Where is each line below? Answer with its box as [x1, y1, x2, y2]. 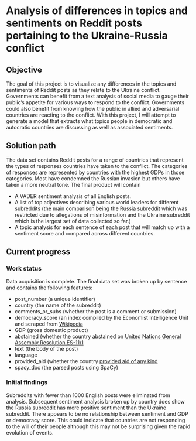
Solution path [6, 141, 57, 151]
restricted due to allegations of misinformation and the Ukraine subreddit [14, 211, 190, 218]
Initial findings [6, 378, 48, 387]
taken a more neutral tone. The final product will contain [6, 181, 142, 188]
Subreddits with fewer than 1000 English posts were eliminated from [6, 391, 171, 399]
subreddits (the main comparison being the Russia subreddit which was [14, 205, 188, 212]
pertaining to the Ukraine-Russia [6, 29, 168, 42]
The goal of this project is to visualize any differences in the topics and [6, 80, 177, 87]
